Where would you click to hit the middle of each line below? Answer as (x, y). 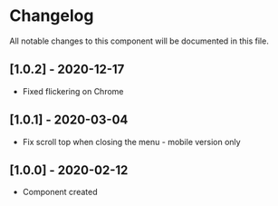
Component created (60, 192)
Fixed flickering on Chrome (73, 91)
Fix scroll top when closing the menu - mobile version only (132, 142)
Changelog (52, 16)
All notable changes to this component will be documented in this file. (139, 41)
